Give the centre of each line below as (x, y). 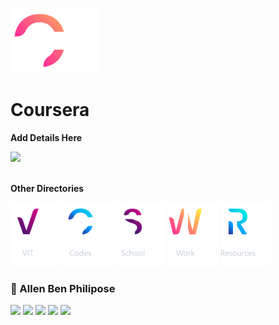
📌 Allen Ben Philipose (63, 289)
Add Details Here (46, 137)
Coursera (50, 110)
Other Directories (47, 188)
